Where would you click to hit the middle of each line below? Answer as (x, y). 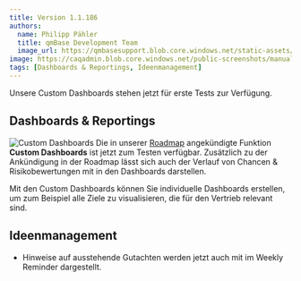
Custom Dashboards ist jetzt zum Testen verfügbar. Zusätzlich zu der (139, 152)
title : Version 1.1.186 (54, 17)
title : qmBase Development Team (78, 43)
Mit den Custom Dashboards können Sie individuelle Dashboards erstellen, (147, 188)
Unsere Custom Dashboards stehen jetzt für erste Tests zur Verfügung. (141, 93)
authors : (26, 26)
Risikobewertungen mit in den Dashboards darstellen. (108, 171)
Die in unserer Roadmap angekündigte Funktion (183, 142)
